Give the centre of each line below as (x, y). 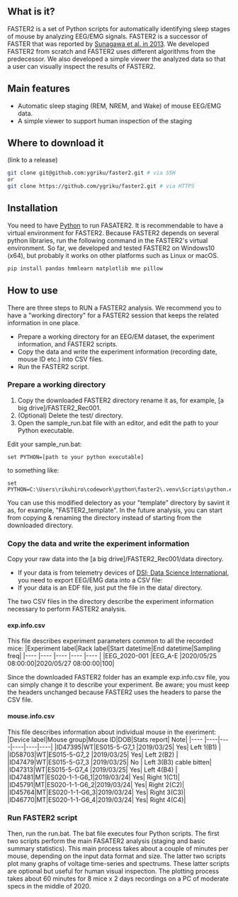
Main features (39, 89)
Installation (33, 208)
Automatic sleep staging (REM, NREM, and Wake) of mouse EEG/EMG (119, 106)
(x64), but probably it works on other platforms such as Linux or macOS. (113, 255)
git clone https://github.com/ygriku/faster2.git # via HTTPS (101, 186)
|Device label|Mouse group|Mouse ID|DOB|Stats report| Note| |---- (105, 739)
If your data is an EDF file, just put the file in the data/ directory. (110, 588)
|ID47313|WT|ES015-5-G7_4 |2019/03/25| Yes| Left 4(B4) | (92, 769)
